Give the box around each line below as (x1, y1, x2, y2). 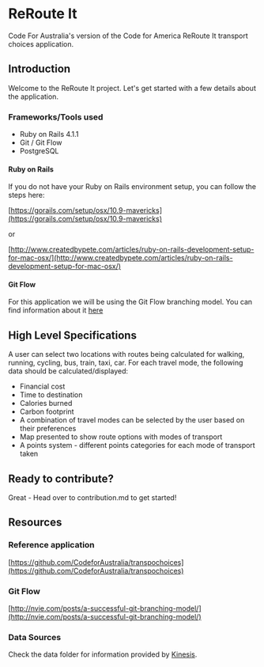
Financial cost (19, 381, 66, 392)
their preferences (19, 424, 77, 434)
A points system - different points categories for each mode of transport (19, 441, 255, 450)
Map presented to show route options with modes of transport (19, 432, 223, 442)
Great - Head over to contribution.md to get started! (8, 493, 177, 502)
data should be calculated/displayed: (8, 366, 129, 376)
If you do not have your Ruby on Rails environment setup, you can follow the (8, 182, 257, 191)
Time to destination (19, 390, 83, 400)
